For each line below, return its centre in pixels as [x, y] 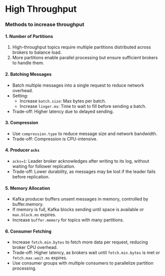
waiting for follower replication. [44, 166]
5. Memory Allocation [28, 188]
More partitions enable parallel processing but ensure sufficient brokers [85, 58]
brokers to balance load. [37, 52]
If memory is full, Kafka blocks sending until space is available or [78, 209]
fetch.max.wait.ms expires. [40, 258]
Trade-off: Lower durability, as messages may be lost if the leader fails [84, 172]
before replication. [31, 176]
